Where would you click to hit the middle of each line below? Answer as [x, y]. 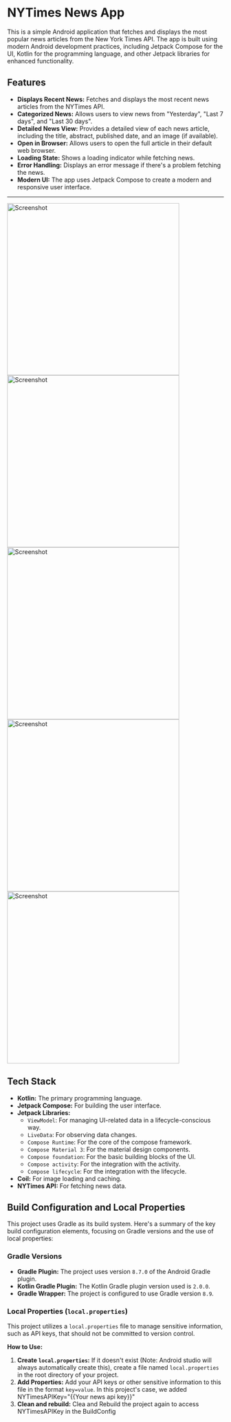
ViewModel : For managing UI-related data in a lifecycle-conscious [119, 1120]
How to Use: [25, 1346]
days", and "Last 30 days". [55, 121]
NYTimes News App [66, 13]
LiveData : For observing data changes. [82, 1134]
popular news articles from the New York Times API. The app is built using [112, 39]
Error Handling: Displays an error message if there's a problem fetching [119, 165]
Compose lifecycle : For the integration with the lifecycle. [107, 1171]
